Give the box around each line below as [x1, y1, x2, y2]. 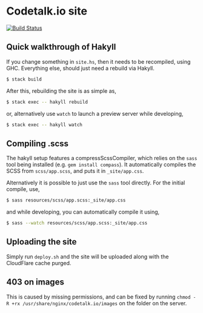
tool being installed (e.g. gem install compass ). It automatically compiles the [6, 161, 196, 168]
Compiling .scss [6, 138, 68, 149]
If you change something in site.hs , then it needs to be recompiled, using [6, 58, 191, 65]
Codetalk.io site [6, 4, 88, 18]
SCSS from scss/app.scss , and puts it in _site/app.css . [6, 167, 144, 175]
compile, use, [6, 186, 41, 193]
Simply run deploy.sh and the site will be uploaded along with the [6, 253, 169, 260]
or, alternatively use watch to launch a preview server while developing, [6, 110, 184, 117]
